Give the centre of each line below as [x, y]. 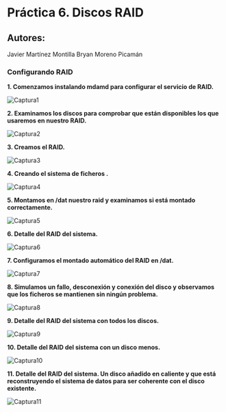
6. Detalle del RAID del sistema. [52, 234]
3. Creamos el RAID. [36, 147]
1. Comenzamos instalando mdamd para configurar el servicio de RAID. [110, 87]
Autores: [26, 38]
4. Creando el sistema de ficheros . [58, 174]
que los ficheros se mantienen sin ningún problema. [83, 294]
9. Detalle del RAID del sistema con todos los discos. [83, 321]
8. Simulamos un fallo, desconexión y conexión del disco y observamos [111, 287]
